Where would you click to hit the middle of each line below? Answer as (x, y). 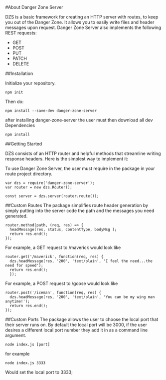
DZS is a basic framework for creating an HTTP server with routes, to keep (82, 17)
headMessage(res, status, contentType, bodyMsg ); (63, 229)
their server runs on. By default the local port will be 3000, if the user (76, 325)
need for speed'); (24, 265)
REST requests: (21, 33)
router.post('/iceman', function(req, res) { (53, 292)
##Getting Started (24, 144)
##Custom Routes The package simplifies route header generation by (77, 205)
